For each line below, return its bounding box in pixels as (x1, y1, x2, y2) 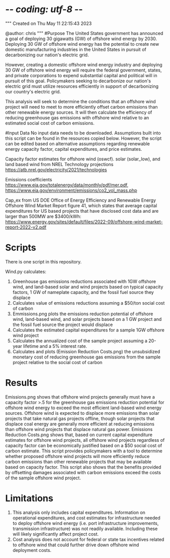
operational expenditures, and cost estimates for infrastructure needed (12, 514, 161, 521)
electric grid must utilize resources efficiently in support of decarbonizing (5, 83, 159, 89)
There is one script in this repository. (5, 258, 82, 265)
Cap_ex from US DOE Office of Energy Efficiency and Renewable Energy (5, 197, 156, 203)
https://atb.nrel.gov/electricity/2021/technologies (5, 167, 107, 173)
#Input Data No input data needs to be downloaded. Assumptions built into (5, 129, 161, 136)
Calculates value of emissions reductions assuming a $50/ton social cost (12, 300, 165, 306)
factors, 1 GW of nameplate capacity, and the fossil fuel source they (12, 289, 154, 295)
